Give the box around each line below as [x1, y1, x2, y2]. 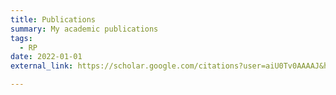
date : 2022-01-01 [10, 52, 83, 62]
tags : [10, 33, 33, 43]
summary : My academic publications [10, 24, 159, 34]
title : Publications [10, 14, 97, 25]
